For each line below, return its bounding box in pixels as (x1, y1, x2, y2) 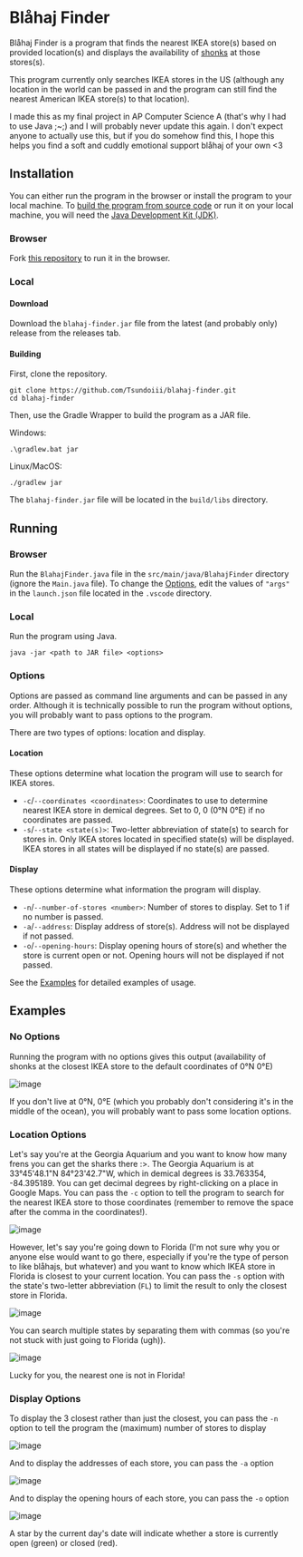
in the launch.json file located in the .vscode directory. (9, 588, 213, 598)
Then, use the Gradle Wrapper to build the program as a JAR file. (9, 410, 251, 421)
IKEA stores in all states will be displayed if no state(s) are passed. (22, 842, 270, 854)
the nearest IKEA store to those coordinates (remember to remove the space (9, 1197, 294, 1208)
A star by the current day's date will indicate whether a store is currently (9, 1528, 279, 1539)
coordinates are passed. (22, 814, 113, 825)
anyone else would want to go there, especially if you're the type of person (9, 1251, 289, 1262)
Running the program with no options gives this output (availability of (9, 1051, 267, 1062)
